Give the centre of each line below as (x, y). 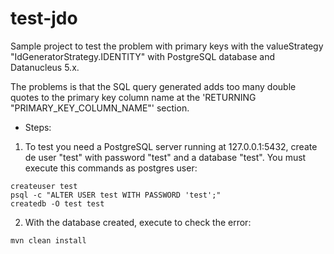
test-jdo (44, 18)
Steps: (38, 127)
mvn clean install (48, 240)
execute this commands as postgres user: (111, 168)
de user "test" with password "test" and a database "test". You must (165, 157)
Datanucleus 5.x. (45, 67)
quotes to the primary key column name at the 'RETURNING (133, 97)
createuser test (44, 186)
